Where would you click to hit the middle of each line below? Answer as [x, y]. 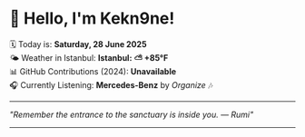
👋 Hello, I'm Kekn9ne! [92, 19]
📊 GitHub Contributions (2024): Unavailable [93, 71]
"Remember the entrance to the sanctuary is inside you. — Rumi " [132, 114]
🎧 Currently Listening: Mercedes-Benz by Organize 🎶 [111, 84]
